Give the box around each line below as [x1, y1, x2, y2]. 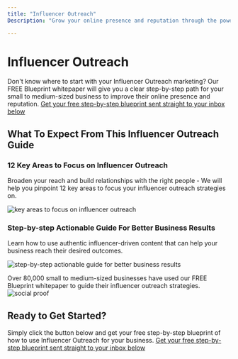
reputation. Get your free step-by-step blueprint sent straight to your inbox [7, 100, 225, 109]
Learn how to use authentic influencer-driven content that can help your [7, 239, 218, 248]
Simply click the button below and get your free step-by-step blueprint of [7, 328, 221, 337]
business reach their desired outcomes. [7, 246, 123, 255]
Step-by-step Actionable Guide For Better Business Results [7, 223, 216, 233]
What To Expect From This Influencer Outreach [7, 128, 220, 140]
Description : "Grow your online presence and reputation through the [7, 17, 217, 24]
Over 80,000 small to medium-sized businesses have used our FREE [7, 274, 208, 282]
